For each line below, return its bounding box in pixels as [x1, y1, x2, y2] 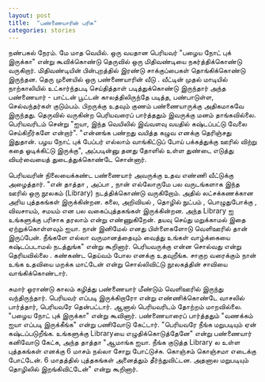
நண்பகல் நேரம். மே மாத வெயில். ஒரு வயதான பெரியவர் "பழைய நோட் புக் [8, 48, 232, 58]
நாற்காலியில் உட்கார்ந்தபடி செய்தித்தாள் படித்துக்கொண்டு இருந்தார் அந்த [8, 84, 227, 93]
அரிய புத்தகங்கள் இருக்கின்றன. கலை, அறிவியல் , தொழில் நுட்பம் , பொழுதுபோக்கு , [8, 197, 257, 206]
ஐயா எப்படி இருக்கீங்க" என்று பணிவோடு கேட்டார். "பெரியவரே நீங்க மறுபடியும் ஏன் [8, 320, 257, 329]
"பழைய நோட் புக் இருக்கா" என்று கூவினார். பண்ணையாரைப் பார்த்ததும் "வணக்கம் [8, 311, 253, 320]
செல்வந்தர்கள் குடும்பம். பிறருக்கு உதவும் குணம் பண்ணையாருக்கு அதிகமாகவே [8, 101, 244, 111]
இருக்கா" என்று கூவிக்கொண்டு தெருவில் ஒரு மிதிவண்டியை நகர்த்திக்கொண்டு [8, 57, 243, 66]
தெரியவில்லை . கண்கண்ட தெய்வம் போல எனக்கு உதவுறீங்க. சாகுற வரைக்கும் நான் [8, 251, 257, 260]
